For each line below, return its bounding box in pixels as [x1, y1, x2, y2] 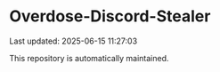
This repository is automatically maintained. [9, 52, 169, 63]
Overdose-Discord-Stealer [9, 6, 211, 27]
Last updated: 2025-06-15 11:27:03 [9, 36, 138, 46]
